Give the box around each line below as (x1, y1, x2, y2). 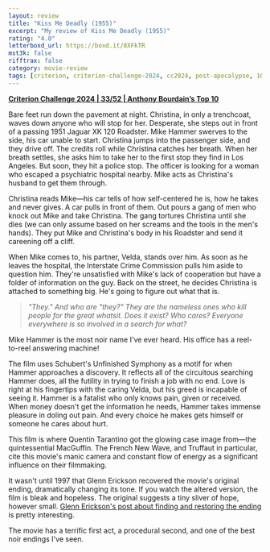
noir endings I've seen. (8, 533, 84, 544)
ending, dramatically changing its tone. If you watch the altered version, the (8, 484, 259, 494)
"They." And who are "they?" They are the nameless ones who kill (27, 301, 247, 311)
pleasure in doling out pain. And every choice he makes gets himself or (8, 410, 243, 420)
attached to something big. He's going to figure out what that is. (8, 286, 220, 296)
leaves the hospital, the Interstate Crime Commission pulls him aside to (8, 260, 243, 270)
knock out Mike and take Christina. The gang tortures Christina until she (8, 210, 247, 220)
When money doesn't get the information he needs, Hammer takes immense (8, 401, 261, 411)
